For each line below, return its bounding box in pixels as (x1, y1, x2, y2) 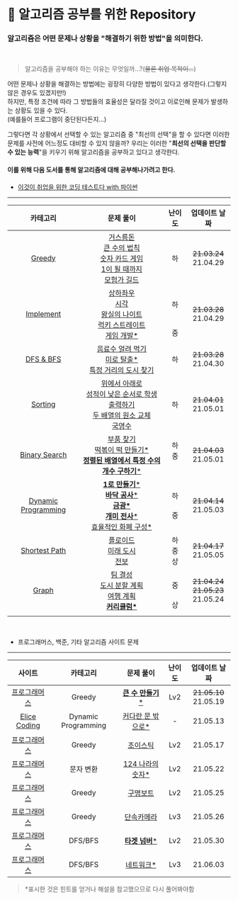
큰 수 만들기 (123, 688, 159, 698)
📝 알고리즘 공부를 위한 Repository (7, 6, 196, 23)
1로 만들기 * (103, 479, 140, 489)
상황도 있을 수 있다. (14, 106, 68, 115)
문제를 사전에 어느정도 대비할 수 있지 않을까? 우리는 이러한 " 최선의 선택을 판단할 (7, 139, 227, 147)
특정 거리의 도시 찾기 (89, 365, 154, 375)
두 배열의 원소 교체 (92, 410, 151, 420)
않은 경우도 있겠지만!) (7, 89, 67, 97)
